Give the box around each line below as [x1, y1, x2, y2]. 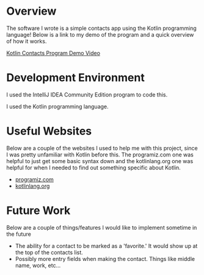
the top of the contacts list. [15, 249, 84, 256]
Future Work [6, 204, 71, 218]
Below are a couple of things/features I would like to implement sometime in [6, 224, 197, 231]
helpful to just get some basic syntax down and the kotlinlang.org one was [6, 157, 194, 164]
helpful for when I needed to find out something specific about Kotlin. [6, 164, 181, 171]
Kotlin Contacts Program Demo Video [6, 49, 101, 56]
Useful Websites [6, 124, 92, 138]
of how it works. [6, 37, 47, 45]
